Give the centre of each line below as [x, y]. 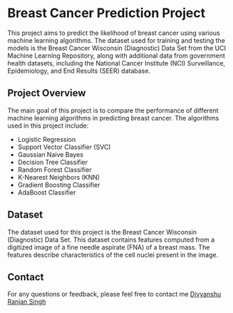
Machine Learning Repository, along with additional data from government [116, 56]
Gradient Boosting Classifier [59, 185]
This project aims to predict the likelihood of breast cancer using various [114, 33]
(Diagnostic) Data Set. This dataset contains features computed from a [111, 240]
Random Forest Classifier [55, 170]
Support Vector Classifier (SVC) [64, 147]
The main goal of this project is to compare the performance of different [113, 110]
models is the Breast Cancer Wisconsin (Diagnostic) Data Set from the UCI [117, 48]
